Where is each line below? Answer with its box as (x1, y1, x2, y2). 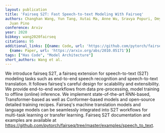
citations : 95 (5, 39, 34, 44)
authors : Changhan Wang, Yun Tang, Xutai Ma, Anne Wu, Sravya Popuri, (5, 16, 153, 21)
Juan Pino (9, 21, 29, 26)
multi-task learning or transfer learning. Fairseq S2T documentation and (5, 112, 151, 118)
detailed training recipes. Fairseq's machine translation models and (5, 102, 141, 108)
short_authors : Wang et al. (5, 57, 63, 62)
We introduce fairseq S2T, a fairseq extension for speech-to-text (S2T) (5, 70, 149, 76)
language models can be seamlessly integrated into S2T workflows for (5, 107, 148, 113)
